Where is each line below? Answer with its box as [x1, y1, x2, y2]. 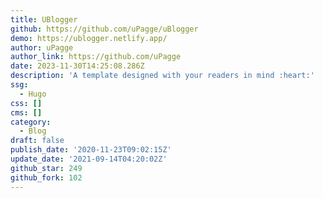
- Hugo [19, 89, 47, 99]
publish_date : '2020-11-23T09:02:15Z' [10, 145, 172, 155]
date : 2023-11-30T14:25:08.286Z [10, 61, 145, 71]
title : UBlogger [10, 14, 78, 25]
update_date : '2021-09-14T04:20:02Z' [10, 154, 168, 164]
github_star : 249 [10, 163, 83, 173]
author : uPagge [10, 42, 74, 53]
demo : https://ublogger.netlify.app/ [10, 33, 168, 43]
